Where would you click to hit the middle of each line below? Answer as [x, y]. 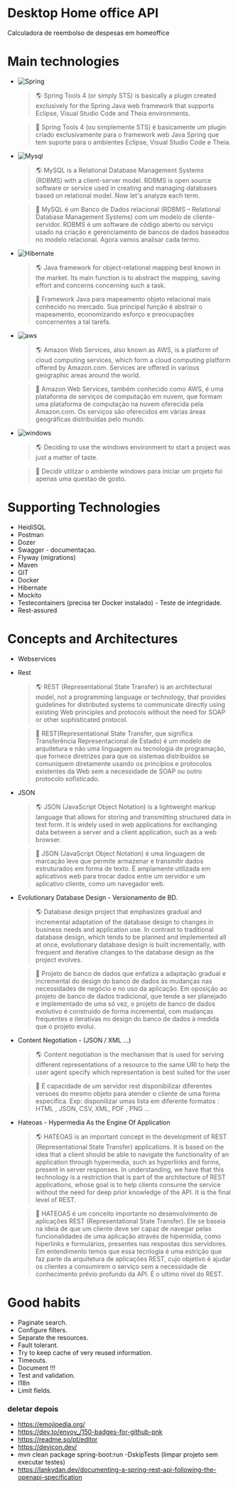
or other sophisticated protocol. [81, 719]
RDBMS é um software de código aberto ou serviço [138, 224]
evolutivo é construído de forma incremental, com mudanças [124, 1011]
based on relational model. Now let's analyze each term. [118, 195]
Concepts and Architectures [93, 639]
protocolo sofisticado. [67, 778]
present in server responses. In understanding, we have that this [130, 1169]
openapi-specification [50, 1477]
